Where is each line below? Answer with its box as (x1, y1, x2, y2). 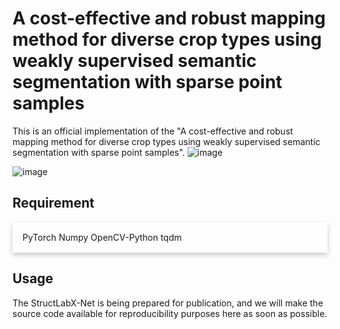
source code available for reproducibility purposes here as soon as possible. (12, 307, 328, 319)
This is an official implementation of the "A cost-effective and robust (12, 125, 294, 137)
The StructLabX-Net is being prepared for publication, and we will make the (12, 297, 324, 309)
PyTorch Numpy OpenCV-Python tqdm (22, 231, 182, 243)
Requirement (12, 195, 95, 212)
